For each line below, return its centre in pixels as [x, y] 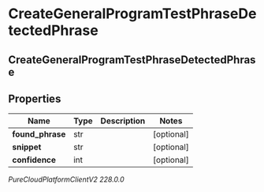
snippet [27, 147]
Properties [35, 98]
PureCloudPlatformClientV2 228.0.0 [66, 179]
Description [123, 121]
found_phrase [39, 134]
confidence [34, 160]
